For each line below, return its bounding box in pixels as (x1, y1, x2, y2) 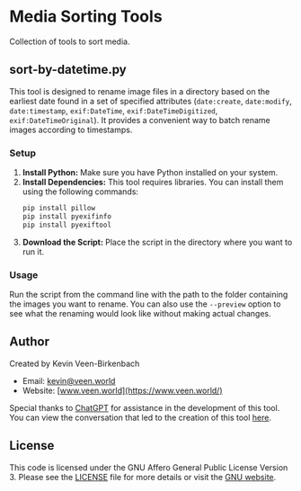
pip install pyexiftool (22, 220, 112, 229)
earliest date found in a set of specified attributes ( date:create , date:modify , (9, 95, 292, 106)
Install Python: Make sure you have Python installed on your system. (22, 167, 279, 178)
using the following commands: (22, 186, 139, 197)
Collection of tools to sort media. (9, 36, 130, 47)
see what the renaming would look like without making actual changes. (9, 308, 271, 318)
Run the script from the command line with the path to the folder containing (9, 289, 288, 299)
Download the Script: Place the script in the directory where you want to (22, 237, 293, 247)
